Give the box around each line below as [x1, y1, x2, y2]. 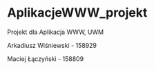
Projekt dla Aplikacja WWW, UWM [7, 28, 104, 36]
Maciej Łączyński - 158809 [7, 54, 84, 63]
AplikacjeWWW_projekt [7, 5, 148, 21]
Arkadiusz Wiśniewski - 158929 [7, 41, 97, 49]
